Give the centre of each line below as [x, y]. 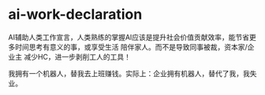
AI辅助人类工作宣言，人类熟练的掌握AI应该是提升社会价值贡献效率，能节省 [129, 37]
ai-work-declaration [75, 15]
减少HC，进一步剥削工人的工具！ [77, 57]
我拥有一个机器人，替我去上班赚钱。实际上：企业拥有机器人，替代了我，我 [129, 73]
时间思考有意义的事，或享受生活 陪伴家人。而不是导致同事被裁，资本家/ [131, 47]
